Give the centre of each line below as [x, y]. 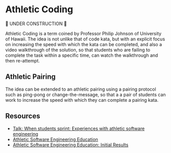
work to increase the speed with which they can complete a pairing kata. [82, 100]
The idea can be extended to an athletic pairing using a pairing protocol [81, 89]
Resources [23, 116]
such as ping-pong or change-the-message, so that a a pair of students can [86, 94]
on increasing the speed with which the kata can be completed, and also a [84, 44]
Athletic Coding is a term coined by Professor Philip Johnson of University [83, 33]
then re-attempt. [23, 60]
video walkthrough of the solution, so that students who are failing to [78, 50]
